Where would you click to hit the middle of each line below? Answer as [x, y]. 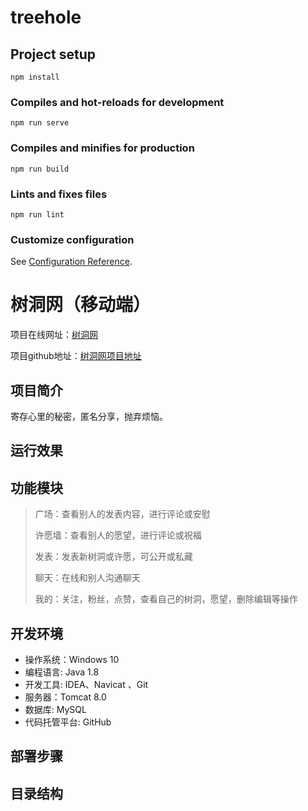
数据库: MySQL [55, 709]
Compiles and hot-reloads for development [117, 102]
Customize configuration [72, 239]
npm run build [40, 169]
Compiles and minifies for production [102, 148]
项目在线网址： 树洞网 [54, 335]
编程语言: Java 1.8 [62, 672]
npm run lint [37, 214]
